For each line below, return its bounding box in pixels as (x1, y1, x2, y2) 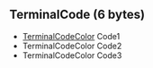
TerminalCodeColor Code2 (22, 40, 122, 51)
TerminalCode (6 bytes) (9, 7, 146, 22)
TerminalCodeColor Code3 (22, 49, 122, 61)
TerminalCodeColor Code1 (22, 30, 121, 41)
